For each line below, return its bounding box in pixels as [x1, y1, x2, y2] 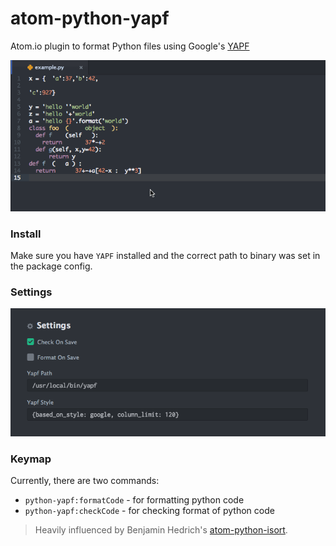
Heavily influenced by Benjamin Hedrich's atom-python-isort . [34, 523, 288, 536]
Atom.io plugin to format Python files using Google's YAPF [10, 40, 250, 52]
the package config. [10, 260, 93, 272]
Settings [10, 285, 53, 299]
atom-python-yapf [10, 7, 170, 30]
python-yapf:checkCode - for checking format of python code [24, 504, 275, 516]
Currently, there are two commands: [10, 474, 160, 486]
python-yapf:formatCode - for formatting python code [24, 493, 245, 506]
